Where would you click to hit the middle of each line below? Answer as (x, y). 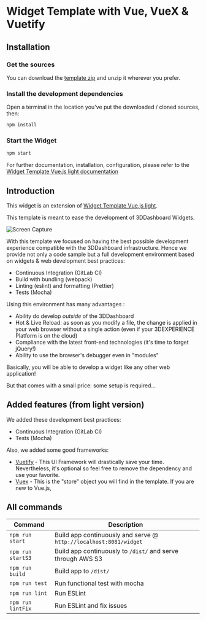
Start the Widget (32, 141)
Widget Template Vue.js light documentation (62, 172)
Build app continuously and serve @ (106, 535)
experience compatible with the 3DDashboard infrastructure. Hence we (97, 248)
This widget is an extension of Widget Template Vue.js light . (82, 206)
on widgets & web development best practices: (66, 261)
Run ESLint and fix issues (91, 605)
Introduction (31, 191)
